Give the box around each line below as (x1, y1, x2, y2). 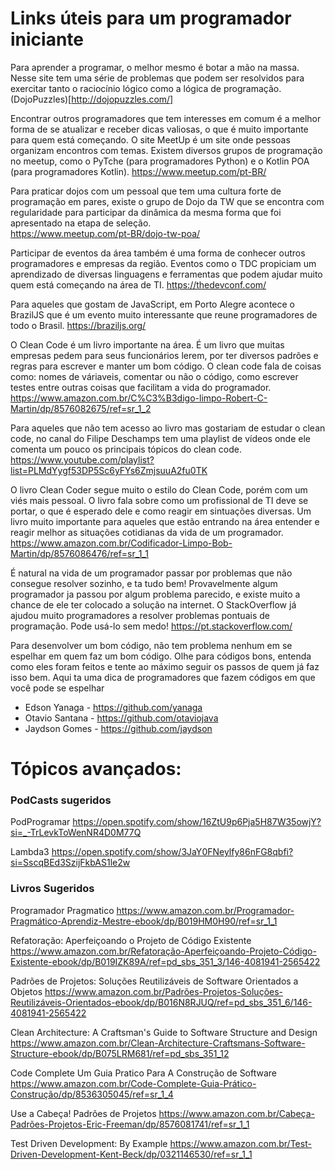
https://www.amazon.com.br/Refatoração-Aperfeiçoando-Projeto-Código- (10, 945, 317, 957)
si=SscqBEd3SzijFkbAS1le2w (10, 857, 131, 869)
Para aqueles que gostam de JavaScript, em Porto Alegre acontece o (10, 298, 295, 310)
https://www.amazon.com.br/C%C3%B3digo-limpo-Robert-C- (10, 392, 268, 404)
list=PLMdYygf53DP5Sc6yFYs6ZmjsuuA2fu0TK (10, 464, 208, 476)
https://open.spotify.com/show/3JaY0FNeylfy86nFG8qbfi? (51, 846, 294, 858)
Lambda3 (10, 846, 50, 858)
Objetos (10, 985, 43, 997)
